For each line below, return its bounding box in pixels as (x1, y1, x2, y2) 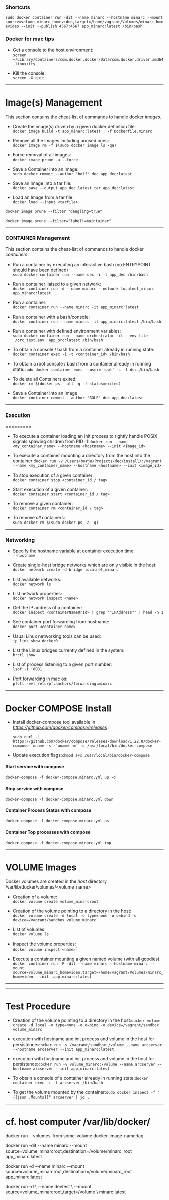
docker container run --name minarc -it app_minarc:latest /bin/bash (12, 319, 162, 324)
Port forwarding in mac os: (12, 675, 68, 682)
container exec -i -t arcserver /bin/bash (12, 1080, 103, 1086)
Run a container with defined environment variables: (12, 328, 121, 334)
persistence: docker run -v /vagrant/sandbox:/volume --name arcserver (12, 1041, 162, 1048)
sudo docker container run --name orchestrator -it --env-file (12, 333, 148, 338)
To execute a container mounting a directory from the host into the (12, 453, 151, 459)
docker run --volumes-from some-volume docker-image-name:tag (5, 1132, 144, 1139)
